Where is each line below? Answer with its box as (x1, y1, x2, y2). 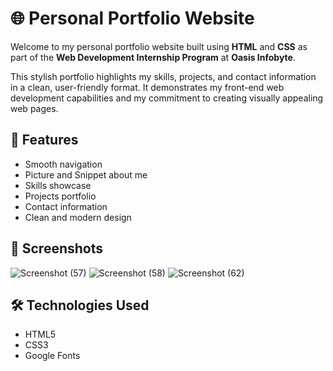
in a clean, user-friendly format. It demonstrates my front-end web (10, 81, 285, 93)
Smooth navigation (24, 158, 103, 170)
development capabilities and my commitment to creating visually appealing (10, 92, 324, 104)
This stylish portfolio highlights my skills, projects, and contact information (10, 70, 317, 82)
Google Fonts (24, 350, 81, 362)
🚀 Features (10, 132, 79, 149)
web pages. (10, 102, 59, 114)
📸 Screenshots (10, 240, 104, 257)
